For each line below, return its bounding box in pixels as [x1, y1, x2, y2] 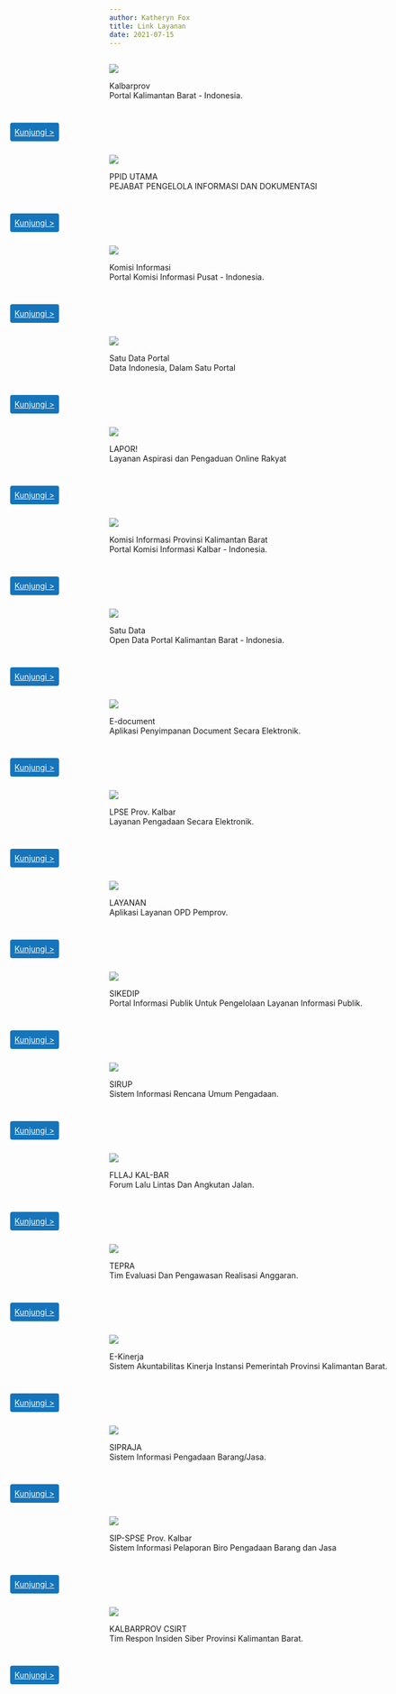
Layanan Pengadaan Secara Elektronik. [109, 816, 255, 827]
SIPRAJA [109, 1442, 142, 1453]
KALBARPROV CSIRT [109, 1624, 187, 1634]
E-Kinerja [109, 1351, 145, 1362]
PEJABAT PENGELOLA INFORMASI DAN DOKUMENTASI [109, 181, 318, 192]
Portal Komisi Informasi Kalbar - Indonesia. [109, 544, 268, 555]
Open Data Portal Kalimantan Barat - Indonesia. [109, 635, 284, 646]
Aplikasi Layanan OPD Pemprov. [109, 907, 229, 918]
